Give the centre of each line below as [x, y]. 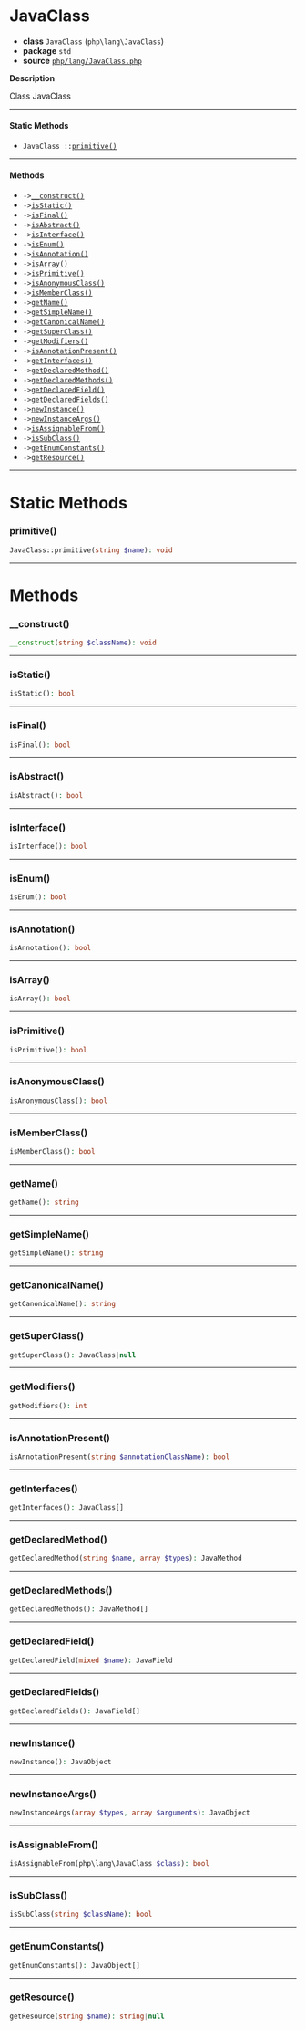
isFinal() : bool [40, 745]
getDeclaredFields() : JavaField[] [75, 1711]
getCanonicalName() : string [63, 1304]
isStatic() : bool [42, 694]
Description [32, 78]
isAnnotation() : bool [51, 948]
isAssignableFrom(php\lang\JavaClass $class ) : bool [109, 1864]
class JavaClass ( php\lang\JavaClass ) [93, 41]
